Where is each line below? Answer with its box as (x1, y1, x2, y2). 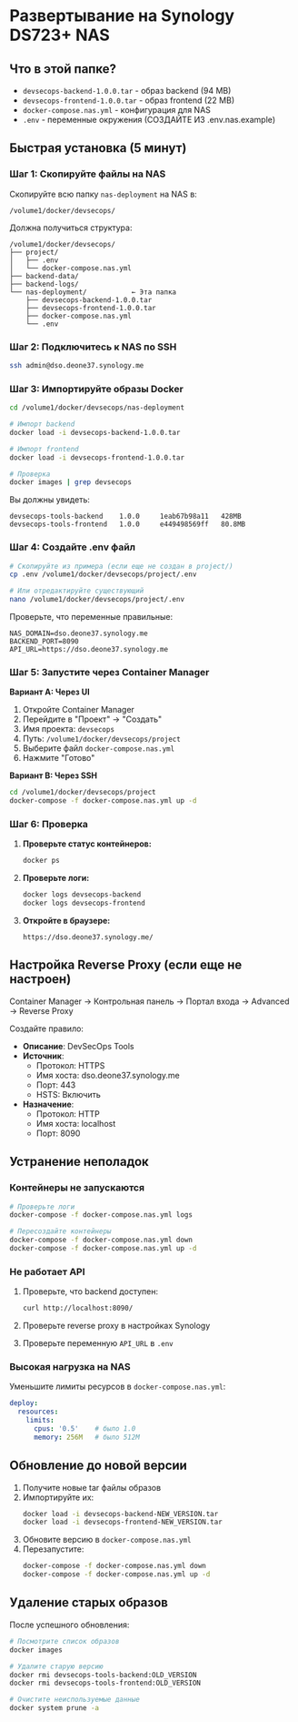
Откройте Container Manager (22, 704, 134, 715)
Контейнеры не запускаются (9, 1181, 145, 1194)
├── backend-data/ (9, 271, 79, 280)
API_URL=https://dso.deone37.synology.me (9, 645, 169, 654)
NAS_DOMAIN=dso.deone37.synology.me (9, 629, 148, 638)
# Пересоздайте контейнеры (9, 1227, 112, 1236)
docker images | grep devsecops (9, 478, 132, 487)
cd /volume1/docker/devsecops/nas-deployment (9, 403, 184, 412)
